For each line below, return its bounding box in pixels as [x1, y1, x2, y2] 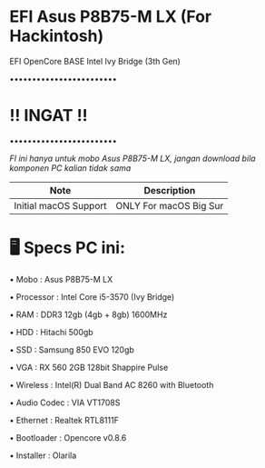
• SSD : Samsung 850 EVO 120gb [9, 344, 134, 355]
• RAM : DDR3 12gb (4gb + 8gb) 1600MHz [9, 309, 168, 320]
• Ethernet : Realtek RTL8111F [9, 414, 120, 425]
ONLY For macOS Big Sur [115, 199, 224, 212]
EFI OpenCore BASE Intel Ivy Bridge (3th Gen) [9, 55, 182, 66]
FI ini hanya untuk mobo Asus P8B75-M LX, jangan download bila [9, 153, 256, 164]
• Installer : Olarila [9, 450, 77, 461]
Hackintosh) [9, 25, 104, 46]
